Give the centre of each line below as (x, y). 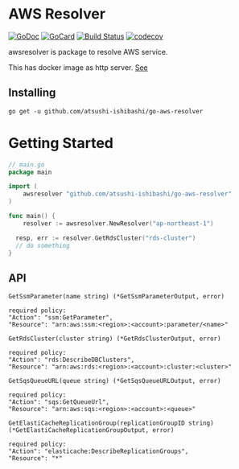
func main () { (32, 216)
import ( (23, 187)
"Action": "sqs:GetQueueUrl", (59, 402)
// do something (43, 245)
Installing (32, 93)
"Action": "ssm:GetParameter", (61, 318)
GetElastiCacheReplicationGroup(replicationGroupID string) (111, 423)
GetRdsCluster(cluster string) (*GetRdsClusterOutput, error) (115, 339)
